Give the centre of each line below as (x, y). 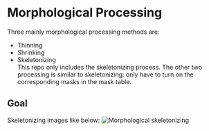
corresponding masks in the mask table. (74, 81)
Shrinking (31, 52)
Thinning (30, 45)
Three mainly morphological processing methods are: (83, 32)
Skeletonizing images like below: (54, 120)
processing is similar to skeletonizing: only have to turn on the (105, 74)
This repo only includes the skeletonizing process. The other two (110, 67)
